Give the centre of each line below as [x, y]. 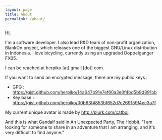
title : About [19, 14]
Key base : [23, 97]
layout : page [19, 10]
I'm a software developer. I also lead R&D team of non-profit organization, [80, 43]
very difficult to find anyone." [35, 133]
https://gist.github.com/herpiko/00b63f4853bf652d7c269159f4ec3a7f [84, 103]
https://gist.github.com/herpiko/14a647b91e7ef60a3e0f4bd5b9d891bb [84, 93]
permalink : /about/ [25, 19]
